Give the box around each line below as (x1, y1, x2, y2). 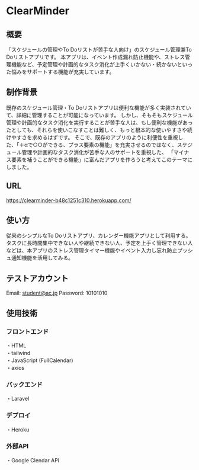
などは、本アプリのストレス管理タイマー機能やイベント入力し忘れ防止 (6, 247, 178, 254)
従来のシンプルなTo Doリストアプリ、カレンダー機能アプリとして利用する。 (6, 232, 191, 239)
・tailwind (6, 349, 31, 356)
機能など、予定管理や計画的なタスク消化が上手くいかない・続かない (11, 61, 178, 68)
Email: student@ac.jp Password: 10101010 (6, 289, 108, 297)
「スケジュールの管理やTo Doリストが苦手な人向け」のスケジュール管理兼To (6, 46, 192, 53)
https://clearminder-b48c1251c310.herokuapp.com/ (6, 197, 131, 204)
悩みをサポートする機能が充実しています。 (11, 68, 115, 75)
